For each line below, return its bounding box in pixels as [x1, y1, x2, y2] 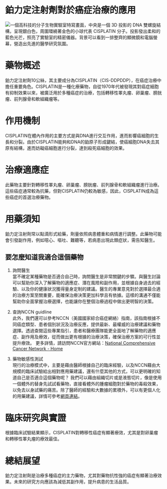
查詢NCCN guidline [12, 309, 52, 315]
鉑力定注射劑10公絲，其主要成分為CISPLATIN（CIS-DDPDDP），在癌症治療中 [5, 77, 162, 83]
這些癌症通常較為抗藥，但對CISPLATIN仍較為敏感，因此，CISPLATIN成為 [5, 188, 155, 194]
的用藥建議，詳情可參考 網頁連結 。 [12, 393, 83, 399]
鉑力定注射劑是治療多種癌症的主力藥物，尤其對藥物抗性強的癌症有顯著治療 [5, 473, 158, 479]
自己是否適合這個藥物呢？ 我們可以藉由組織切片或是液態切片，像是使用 [16, 374, 162, 381]
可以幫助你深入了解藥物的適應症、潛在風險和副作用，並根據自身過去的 [12, 280, 157, 286]
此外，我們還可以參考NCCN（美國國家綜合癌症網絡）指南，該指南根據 [12, 315, 157, 321]
